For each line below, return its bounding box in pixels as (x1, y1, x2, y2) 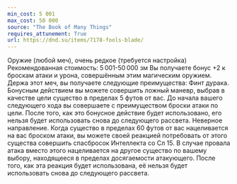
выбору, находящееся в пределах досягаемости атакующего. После (7, 154, 216, 163)
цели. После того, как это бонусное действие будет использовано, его (7, 109, 222, 117)
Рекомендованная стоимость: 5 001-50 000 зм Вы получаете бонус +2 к (7, 64, 226, 72)
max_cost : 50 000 (7, 17, 59, 24)
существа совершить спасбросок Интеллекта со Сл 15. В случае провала (7, 139, 231, 147)
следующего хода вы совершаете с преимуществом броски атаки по (7, 101, 219, 110)
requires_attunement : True (7, 30, 87, 38)
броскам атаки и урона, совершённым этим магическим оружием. (7, 71, 212, 80)
